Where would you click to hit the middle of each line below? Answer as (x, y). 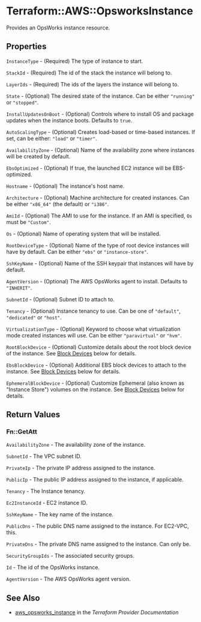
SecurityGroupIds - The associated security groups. (70, 556)
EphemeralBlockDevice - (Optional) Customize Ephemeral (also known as (95, 383)
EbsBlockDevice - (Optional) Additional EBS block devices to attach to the (96, 365)
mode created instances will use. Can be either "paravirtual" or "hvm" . (94, 335)
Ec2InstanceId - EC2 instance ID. (47, 503)
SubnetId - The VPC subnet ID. (44, 456)
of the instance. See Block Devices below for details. (71, 353)
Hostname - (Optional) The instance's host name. (65, 186)
